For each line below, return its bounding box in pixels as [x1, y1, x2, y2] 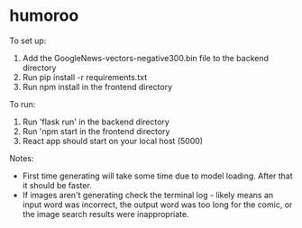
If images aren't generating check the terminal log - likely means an [22, 189, 274, 200]
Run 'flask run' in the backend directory [22, 116, 169, 127]
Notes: [9, 152, 34, 163]
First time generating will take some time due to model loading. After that [22, 170, 293, 181]
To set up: [9, 35, 47, 46]
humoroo [9, 5, 79, 26]
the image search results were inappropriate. [22, 208, 189, 219]
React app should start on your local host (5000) [22, 135, 204, 146]
